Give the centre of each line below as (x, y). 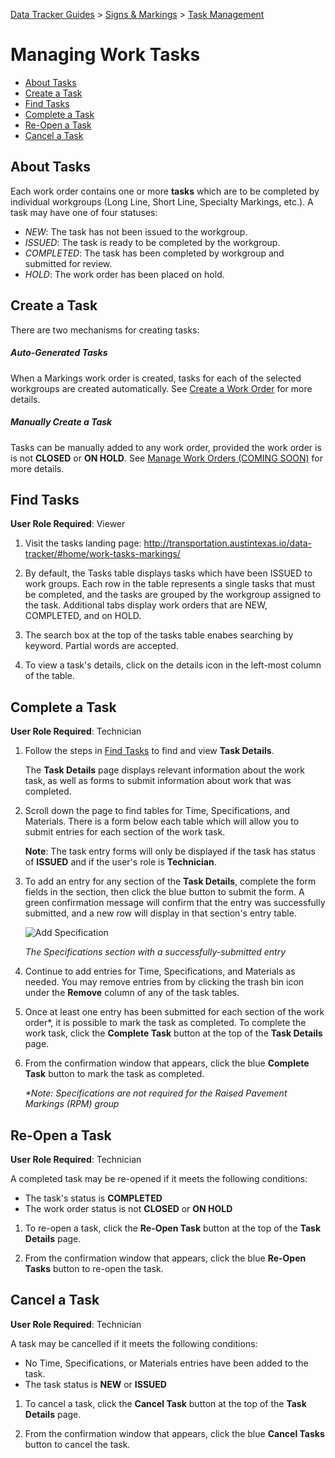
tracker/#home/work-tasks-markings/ (102, 554)
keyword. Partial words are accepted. (101, 646)
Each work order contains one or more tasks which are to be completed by (165, 191)
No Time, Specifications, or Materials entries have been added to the (166, 1363)
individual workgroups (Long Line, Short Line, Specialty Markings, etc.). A (162, 201)
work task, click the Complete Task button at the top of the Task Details (173, 1033)
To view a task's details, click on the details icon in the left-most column (173, 665)
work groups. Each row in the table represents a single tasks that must (170, 584)
